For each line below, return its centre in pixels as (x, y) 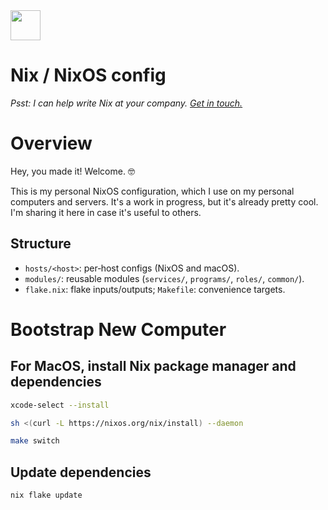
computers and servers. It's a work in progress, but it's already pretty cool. (164, 201)
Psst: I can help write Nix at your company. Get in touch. (126, 103)
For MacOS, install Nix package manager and (153, 366)
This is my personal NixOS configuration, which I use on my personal (152, 191)
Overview (51, 143)
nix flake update (46, 495)
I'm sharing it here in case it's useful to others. (106, 212)
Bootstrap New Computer (118, 329)
